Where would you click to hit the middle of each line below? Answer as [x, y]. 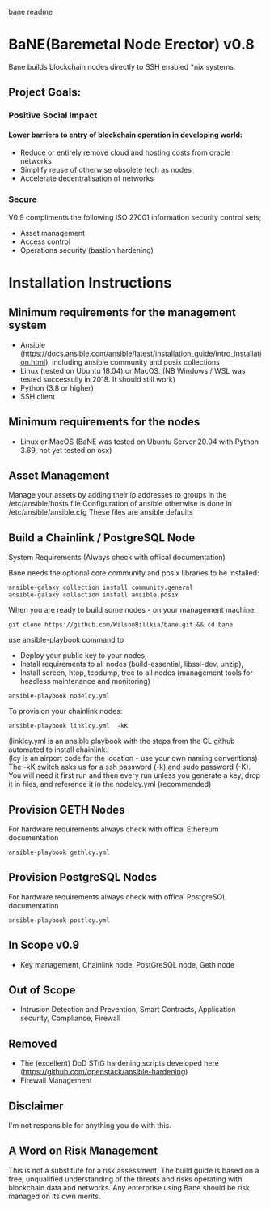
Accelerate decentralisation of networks [87, 178]
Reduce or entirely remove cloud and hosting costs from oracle [125, 152]
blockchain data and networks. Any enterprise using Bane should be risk [129, 1187]
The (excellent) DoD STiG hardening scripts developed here [120, 1063]
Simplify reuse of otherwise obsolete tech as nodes [106, 170]
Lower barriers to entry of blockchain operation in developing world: [125, 135]
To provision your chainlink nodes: [65, 711]
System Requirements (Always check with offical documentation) [117, 558]
